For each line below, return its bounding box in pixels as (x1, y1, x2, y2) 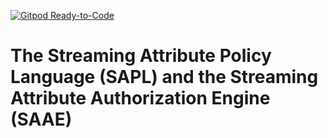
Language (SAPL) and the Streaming (10, 66, 319, 89)
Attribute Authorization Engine (10, 87, 271, 110)
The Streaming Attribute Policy (10, 45, 272, 67)
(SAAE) (10, 108, 73, 131)
